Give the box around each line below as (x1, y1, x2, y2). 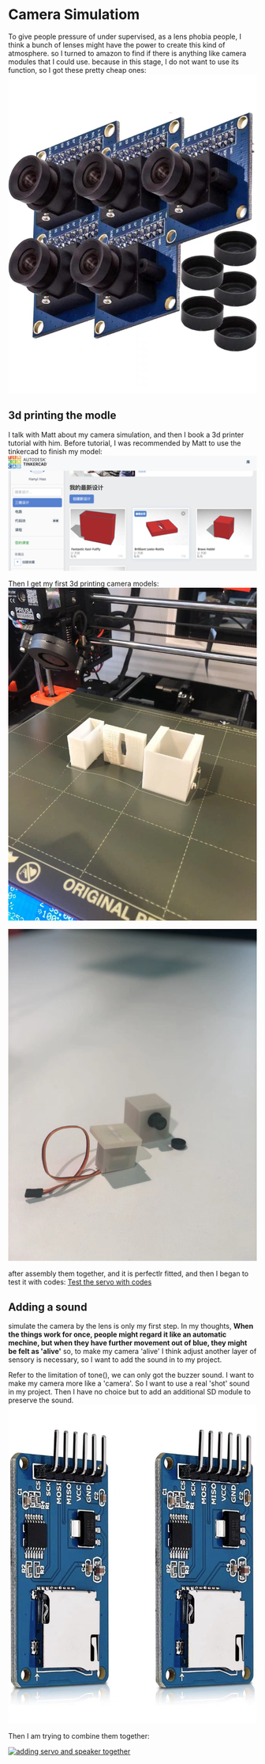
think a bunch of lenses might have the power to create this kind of (8, 40, 226, 49)
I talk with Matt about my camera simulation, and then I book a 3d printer (8, 430, 244, 439)
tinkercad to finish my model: (8, 446, 103, 456)
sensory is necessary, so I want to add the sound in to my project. (8, 1355, 222, 1364)
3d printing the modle (8, 409, 117, 423)
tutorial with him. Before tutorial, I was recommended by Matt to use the (8, 438, 241, 448)
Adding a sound (8, 1300, 88, 1314)
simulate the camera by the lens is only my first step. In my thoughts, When (8, 1322, 254, 1331)
